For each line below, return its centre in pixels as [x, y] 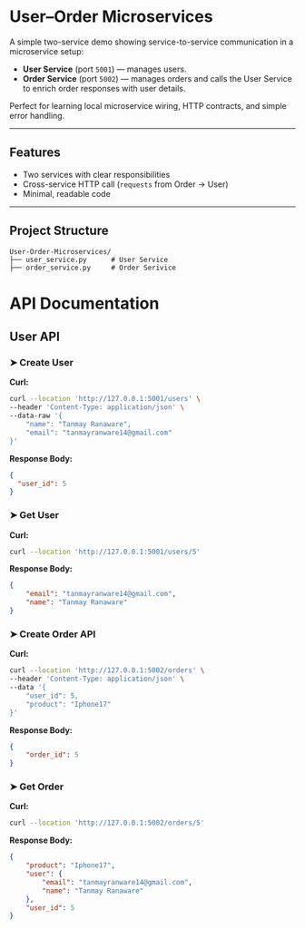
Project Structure [59, 231]
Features [35, 153]
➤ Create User [42, 363]
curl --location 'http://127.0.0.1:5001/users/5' [105, 552]
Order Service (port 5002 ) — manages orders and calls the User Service [157, 78]
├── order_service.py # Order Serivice [93, 268]
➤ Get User [34, 515]
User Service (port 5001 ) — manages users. [104, 69]
